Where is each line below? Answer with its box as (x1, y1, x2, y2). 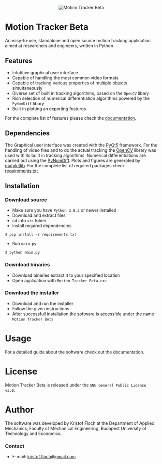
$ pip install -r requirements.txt (5, 232, 77, 237)
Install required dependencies (12, 223, 72, 229)
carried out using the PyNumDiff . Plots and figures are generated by (5, 158, 141, 163)
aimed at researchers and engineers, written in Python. (5, 43, 115, 48)
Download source (5, 196, 47, 203)
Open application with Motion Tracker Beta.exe (12, 277, 107, 283)
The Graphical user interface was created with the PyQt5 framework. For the (5, 142, 158, 148)
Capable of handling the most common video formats (12, 75, 118, 80)
